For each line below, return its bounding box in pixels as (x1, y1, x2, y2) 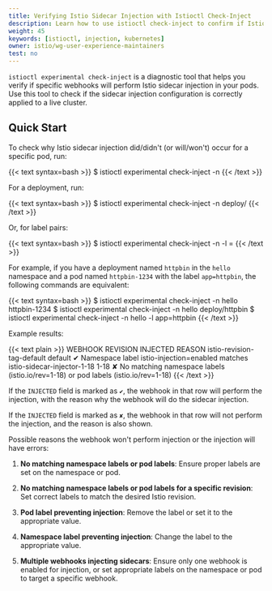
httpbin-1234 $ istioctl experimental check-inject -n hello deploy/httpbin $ (8, 304, 255, 314)
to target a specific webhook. (19, 573, 118, 583)
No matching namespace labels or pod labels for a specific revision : (19, 483, 253, 493)
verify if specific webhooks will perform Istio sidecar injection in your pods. (8, 80, 259, 90)
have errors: (8, 443, 49, 452)
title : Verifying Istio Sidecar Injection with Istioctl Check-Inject (8, 11, 252, 20)
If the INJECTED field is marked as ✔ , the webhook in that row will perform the (8, 386, 263, 396)
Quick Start (8, 121, 67, 135)
